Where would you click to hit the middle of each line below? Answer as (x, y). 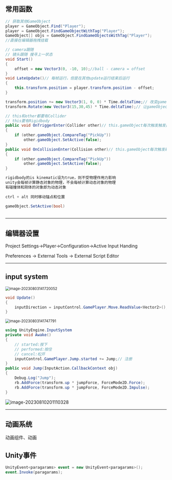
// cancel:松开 (30, 354)
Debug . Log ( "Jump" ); (35, 378)
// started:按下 (31, 344)
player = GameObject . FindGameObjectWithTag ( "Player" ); (65, 31)
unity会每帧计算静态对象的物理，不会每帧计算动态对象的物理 (61, 183)
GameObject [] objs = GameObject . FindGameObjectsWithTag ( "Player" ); (79, 36)
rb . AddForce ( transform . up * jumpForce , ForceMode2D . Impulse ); (82, 387)
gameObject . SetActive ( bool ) (35, 206)
